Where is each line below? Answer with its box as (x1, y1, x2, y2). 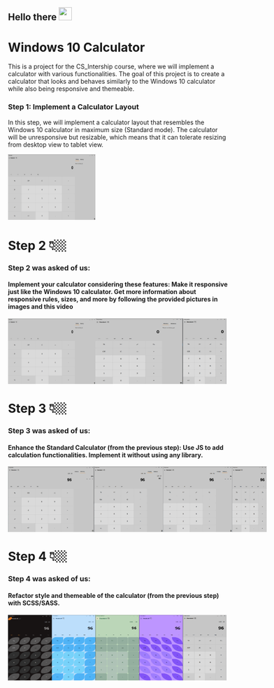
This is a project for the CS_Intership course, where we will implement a (8, 62, 215, 71)
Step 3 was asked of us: (8, 426, 91, 436)
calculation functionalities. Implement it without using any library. (8, 451, 203, 459)
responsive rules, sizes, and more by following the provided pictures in (8, 295, 218, 304)
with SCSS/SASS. (8, 599, 60, 607)
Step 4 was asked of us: (8, 574, 91, 584)
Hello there (8, 11, 57, 23)
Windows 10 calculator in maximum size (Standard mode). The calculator (8, 125, 218, 133)
